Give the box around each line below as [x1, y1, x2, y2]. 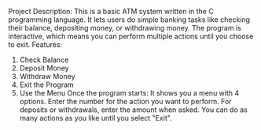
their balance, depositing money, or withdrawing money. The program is [8, 23, 241, 32]
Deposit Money [19, 63, 69, 73]
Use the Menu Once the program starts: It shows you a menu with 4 [19, 88, 240, 97]
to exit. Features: [8, 40, 63, 49]
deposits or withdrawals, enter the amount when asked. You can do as [19, 105, 248, 114]
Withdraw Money [19, 72, 76, 81]
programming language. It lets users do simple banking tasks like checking [8, 15, 250, 24]
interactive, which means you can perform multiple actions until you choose [8, 31, 254, 41]
